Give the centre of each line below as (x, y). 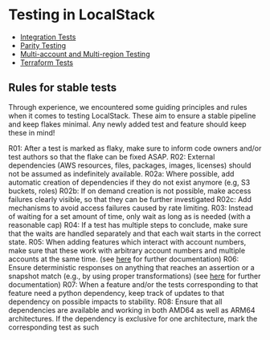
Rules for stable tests (63, 88)
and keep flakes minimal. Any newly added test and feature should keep (127, 124)
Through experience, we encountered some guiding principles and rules (128, 107)
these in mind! (32, 132)
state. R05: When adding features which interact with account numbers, (127, 241)
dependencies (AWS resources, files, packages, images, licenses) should (130, 165)
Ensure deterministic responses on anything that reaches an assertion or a (131, 267)
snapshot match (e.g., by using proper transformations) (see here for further (135, 276)
